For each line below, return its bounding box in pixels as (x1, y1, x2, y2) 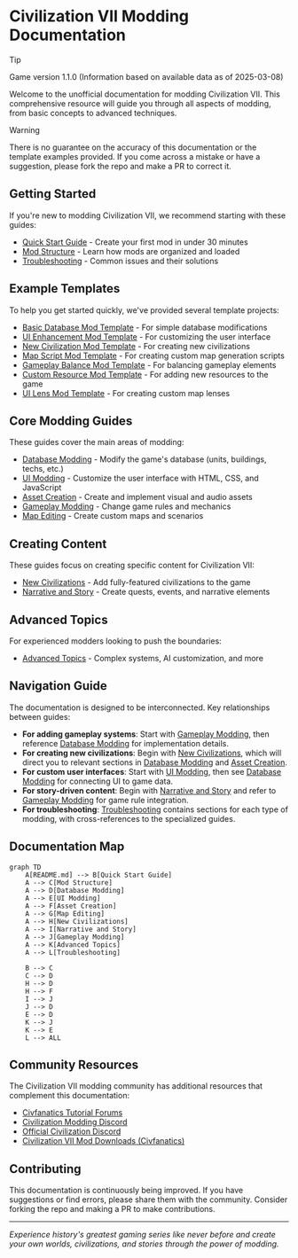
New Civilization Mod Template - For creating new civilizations (21, 340, 251, 351)
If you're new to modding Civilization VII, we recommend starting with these (9, 210, 286, 221)
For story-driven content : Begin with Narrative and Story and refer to (21, 785, 277, 795)
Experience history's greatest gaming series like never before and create (9, 1230, 277, 1240)
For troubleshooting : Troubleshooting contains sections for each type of (21, 804, 288, 815)
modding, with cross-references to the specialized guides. (21, 813, 236, 824)
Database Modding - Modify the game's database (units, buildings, (21, 454, 267, 465)
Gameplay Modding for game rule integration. (21, 794, 189, 805)
